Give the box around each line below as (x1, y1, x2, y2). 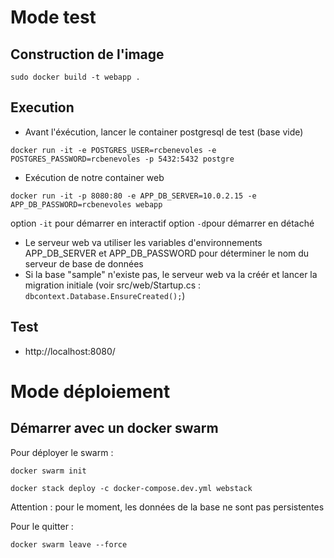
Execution (10, 99, 75, 116)
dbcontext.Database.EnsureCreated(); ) (24, 289, 186, 301)
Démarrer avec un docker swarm (10, 420, 219, 437)
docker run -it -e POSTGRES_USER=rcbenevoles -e (10, 145, 217, 155)
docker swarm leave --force (10, 539, 128, 550)
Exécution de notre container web (24, 171, 165, 183)
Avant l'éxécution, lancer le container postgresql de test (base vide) (24, 126, 304, 138)
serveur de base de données (24, 257, 144, 270)
